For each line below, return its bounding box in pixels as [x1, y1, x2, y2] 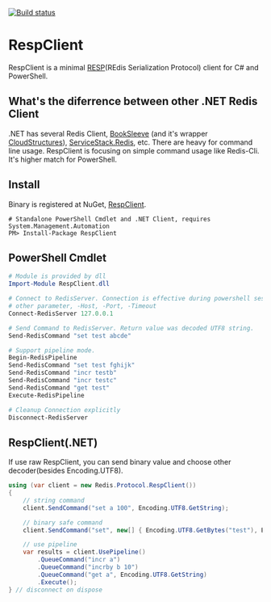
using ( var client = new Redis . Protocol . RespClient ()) [8, 482, 197, 490]
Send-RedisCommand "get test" [8, 384, 110, 392]
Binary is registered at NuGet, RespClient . [8, 199, 147, 209]
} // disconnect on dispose [8, 586, 103, 594]
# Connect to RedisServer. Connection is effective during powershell [8, 295, 251, 303]
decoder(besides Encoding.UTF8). [8, 465, 123, 476]
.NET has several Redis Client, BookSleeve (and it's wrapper [8, 128, 208, 138]
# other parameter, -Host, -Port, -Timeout [8, 302, 157, 310]
